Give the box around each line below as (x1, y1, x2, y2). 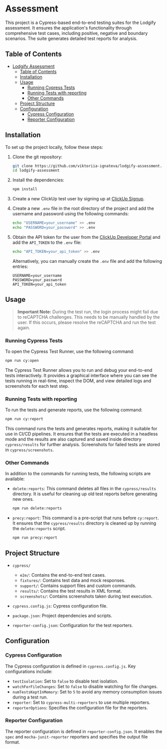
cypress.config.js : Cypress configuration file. (12, 603, 108, 609)
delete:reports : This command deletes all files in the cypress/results (12, 486, 156, 492)
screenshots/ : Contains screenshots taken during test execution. (19, 593, 153, 599)
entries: (12, 263, 28, 269)
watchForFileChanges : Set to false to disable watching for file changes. (12, 683, 158, 690)
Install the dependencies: (12, 177, 65, 183)
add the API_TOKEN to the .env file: (12, 239, 82, 245)
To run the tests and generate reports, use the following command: (5, 407, 143, 413)
